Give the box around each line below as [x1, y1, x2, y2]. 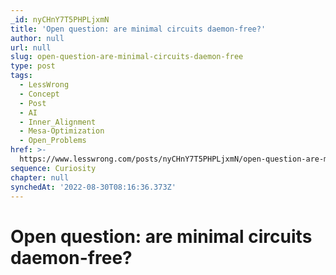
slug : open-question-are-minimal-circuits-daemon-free [10, 52, 244, 62]
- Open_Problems [19, 136, 87, 146]
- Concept [19, 89, 60, 99]
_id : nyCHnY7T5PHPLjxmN [10, 14, 110, 25]
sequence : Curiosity [10, 163, 97, 173]
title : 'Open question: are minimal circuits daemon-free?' [10, 24, 267, 34]
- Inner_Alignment [19, 117, 97, 127]
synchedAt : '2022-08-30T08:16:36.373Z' [10, 182, 177, 192]
